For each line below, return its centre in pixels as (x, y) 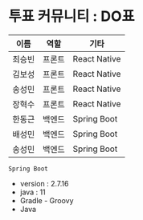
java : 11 (33, 192)
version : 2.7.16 (44, 183)
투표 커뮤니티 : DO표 (71, 16)
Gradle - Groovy (47, 200)
